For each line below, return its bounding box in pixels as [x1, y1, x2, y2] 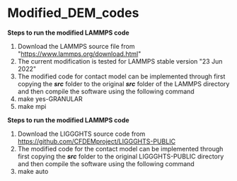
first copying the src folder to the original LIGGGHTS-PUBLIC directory [17, 152, 224, 160]
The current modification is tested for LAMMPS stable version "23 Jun [17, 57, 223, 65]
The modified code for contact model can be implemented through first [17, 72, 226, 81]
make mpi [17, 102, 47, 110]
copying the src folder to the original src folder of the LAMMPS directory [17, 79, 230, 88]
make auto [17, 167, 49, 175]
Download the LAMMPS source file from [17, 42, 135, 50]
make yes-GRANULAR [17, 94, 83, 103]
